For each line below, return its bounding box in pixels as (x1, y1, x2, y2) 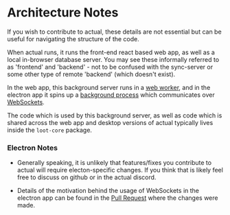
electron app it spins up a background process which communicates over (7, 91, 215, 99)
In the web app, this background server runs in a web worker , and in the (7, 83, 211, 91)
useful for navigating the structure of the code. (7, 34, 139, 43)
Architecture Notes (7, 5, 119, 21)
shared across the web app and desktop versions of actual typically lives (7, 118, 214, 126)
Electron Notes (7, 143, 58, 152)
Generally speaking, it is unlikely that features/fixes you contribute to (16, 159, 211, 167)
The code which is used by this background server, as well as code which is (7, 111, 222, 120)
